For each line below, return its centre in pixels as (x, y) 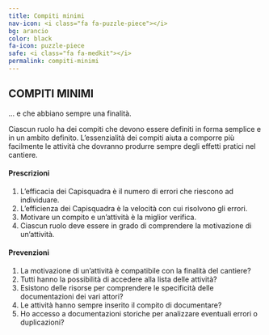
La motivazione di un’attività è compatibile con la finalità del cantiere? (136, 271)
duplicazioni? (42, 322)
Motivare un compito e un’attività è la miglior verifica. (108, 217)
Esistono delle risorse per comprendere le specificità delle (117, 288)
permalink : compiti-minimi (54, 61)
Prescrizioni (29, 173)
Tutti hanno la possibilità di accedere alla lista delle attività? (118, 279)
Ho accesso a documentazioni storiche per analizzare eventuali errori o (139, 314)
